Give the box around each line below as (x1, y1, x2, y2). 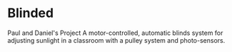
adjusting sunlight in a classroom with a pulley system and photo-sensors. (7, 36, 226, 44)
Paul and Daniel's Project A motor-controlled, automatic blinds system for (7, 28, 223, 37)
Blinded (7, 5, 54, 21)
